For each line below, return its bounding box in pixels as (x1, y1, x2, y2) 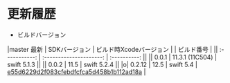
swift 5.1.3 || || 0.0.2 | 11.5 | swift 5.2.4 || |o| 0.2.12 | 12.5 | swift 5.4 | (7, 60, 197, 68)
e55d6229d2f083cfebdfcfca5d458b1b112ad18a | (7, 67, 146, 76)
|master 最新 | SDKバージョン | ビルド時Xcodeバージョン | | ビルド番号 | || (7, 45, 218, 53)
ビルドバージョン (17, 30, 67, 39)
